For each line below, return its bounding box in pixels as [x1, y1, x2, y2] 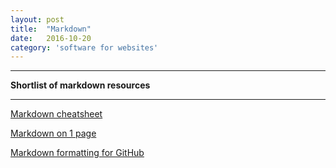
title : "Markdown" [10, 24, 92, 34]
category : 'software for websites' [10, 42, 159, 53]
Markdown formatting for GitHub [10, 147, 145, 159]
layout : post [10, 14, 65, 25]
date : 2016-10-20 [10, 33, 92, 43]
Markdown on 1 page [10, 127, 97, 140]
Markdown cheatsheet [10, 108, 103, 120]
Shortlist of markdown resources [10, 79, 151, 91]
